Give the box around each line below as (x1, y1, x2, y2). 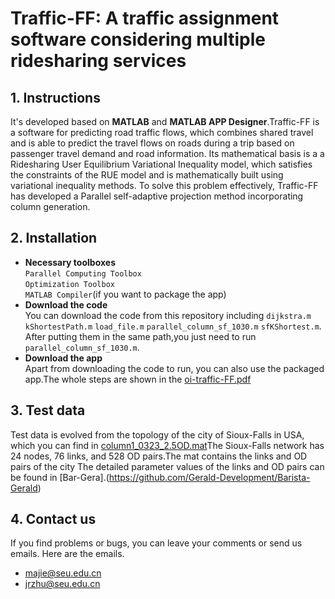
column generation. (10, 201, 91, 212)
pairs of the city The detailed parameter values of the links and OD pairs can (10, 460, 325, 472)
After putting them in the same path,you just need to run (24, 330, 257, 342)
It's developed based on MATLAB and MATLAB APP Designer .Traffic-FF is (10, 116, 320, 127)
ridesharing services (10, 50, 187, 72)
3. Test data (10, 402, 86, 419)
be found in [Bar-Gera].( (10, 471, 110, 483)
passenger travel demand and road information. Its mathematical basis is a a (10, 148, 325, 159)
